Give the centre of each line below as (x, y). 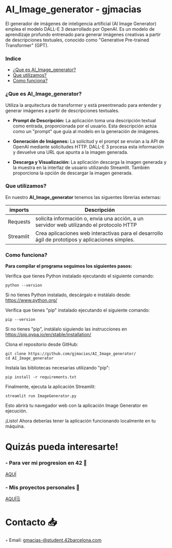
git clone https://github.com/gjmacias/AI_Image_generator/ (71, 354)
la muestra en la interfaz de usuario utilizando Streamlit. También (81, 167)
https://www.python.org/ (31, 300)
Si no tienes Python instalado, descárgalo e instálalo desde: (68, 295)
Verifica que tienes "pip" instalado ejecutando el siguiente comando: (78, 310)
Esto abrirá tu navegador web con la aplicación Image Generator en (77, 406)
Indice (13, 58)
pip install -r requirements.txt (41, 377)
